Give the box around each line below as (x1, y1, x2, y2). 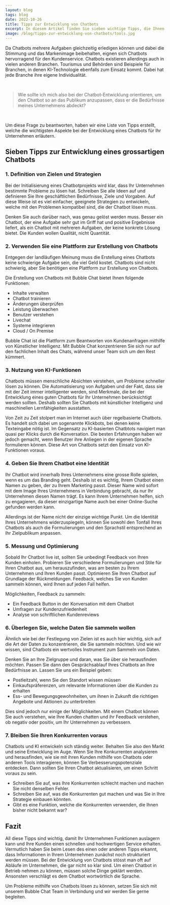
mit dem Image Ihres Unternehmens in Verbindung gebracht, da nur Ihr (5, 488, 154, 494)
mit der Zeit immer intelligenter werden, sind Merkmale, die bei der (5, 389, 145, 395)
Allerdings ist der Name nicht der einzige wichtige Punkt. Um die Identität (5, 513, 158, 520)
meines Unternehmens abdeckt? (17, 103, 86, 108)
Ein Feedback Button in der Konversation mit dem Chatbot (12, 600, 134, 607)
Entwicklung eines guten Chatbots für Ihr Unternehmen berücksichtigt (5, 394, 152, 400)
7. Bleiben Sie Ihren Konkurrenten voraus (5, 732, 108, 739)
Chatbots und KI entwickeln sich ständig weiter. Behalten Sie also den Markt (5, 744, 164, 750)
